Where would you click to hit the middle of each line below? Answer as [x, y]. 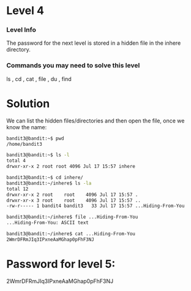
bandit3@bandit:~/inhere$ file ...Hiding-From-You [72, 217]
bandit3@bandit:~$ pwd [35, 138]
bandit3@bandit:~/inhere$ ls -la [49, 183]
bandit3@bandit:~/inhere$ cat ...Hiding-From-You [71, 234]
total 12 [17, 189]
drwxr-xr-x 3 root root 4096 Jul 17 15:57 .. [73, 200]
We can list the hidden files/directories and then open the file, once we [95, 121]
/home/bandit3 [24, 144]
